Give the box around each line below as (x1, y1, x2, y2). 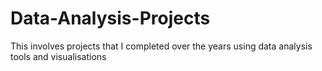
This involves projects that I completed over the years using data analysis (10, 40, 313, 52)
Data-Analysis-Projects (10, 7, 211, 30)
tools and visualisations (10, 50, 107, 62)
